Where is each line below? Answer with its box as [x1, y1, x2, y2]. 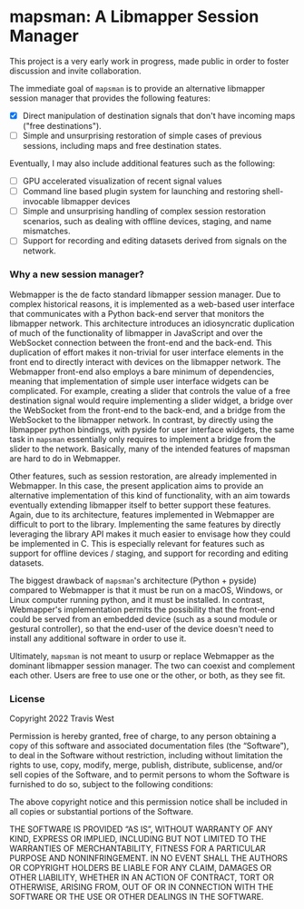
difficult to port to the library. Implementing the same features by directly [9, 519, 281, 529]
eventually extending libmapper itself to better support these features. [9, 499, 271, 510]
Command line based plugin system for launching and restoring [22, 186, 260, 197]
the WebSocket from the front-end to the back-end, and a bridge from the [9, 404, 286, 415]
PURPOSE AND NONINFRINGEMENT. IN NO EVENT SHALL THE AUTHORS [9, 852, 289, 864]
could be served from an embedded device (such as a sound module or [9, 613, 278, 624]
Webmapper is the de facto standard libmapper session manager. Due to [9, 289, 281, 300]
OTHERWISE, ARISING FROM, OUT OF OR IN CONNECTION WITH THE [9, 881, 274, 892]
